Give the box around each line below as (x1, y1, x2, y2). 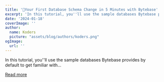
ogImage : (5, 39, 23, 44)
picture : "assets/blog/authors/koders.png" (9, 35, 99, 40)
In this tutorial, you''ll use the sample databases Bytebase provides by (5, 57, 146, 62)
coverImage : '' (5, 20, 36, 26)
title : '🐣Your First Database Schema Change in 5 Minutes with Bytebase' (5, 7, 159, 12)
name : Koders (9, 30, 36, 35)
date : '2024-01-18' (5, 16, 45, 21)
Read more (5, 71, 27, 77)
